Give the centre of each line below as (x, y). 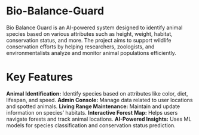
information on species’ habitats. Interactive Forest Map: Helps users (92, 112)
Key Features (40, 77)
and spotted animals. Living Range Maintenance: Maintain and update (93, 106)
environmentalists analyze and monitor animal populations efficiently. (91, 53)
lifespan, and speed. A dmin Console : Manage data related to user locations (99, 100)
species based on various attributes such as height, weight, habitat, (90, 33)
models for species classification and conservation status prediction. (91, 125)
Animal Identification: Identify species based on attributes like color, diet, (97, 93)
